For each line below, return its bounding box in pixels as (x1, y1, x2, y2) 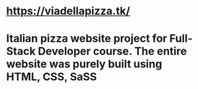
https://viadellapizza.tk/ (6, 4, 131, 18)
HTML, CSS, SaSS (6, 70, 97, 84)
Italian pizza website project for (6, 32, 167, 46)
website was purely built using (6, 57, 162, 71)
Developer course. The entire (38, 44, 187, 58)
